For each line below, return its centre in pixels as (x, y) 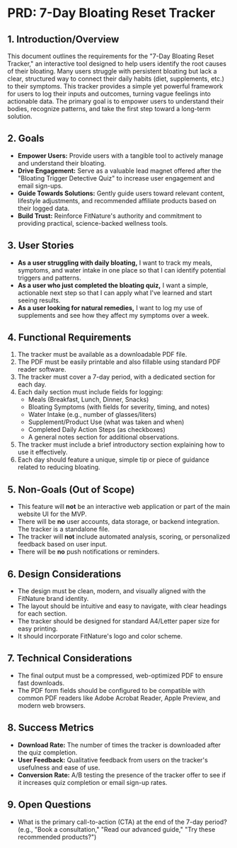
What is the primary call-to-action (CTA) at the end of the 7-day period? (122, 822)
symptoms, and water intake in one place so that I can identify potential (122, 270)
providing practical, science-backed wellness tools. (93, 223)
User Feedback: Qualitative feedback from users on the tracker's (113, 760)
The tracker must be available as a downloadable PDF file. (102, 355)
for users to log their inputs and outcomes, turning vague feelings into (109, 94)
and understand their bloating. (62, 163)
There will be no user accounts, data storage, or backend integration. (118, 522)
